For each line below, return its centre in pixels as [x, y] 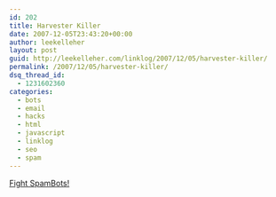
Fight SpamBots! [39, 183]
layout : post [33, 51]
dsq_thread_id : [37, 75]
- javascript [41, 133]
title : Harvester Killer [55, 26]
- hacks [32, 116]
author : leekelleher [47, 42]
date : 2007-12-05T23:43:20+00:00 [71, 34]
